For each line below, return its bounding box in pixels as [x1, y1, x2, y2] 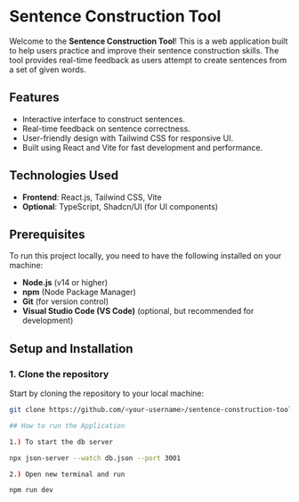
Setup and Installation [9, 341, 133, 356]
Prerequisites [9, 226, 85, 242]
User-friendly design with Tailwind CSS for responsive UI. [21, 132, 234, 144]
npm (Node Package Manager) [21, 287, 136, 298]
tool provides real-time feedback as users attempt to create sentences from [9, 54, 287, 65]
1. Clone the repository [9, 367, 109, 380]
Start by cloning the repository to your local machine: [9, 388, 205, 399]
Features [9, 90, 60, 105]
